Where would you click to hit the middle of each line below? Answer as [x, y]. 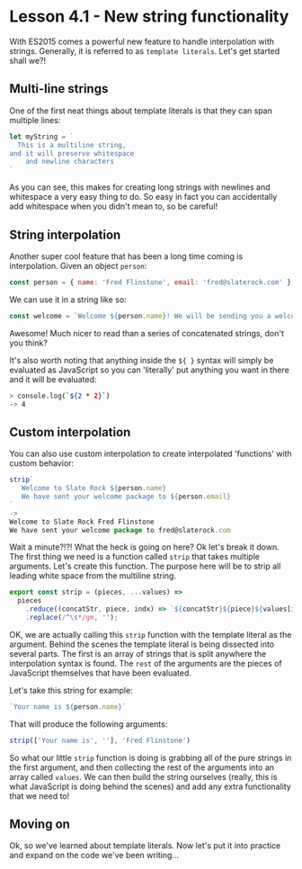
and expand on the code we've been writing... [94, 856]
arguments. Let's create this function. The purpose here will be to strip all [145, 566]
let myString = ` [42, 137]
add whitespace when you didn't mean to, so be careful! [114, 206]
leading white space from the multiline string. [93, 576]
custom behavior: [42, 463]
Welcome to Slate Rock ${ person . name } [94, 488]
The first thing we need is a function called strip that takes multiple [135, 557]
